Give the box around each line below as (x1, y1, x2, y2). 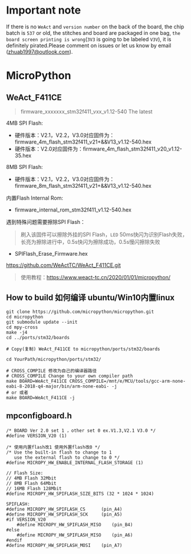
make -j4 (6, 329, 28, 335)
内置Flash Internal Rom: (6, 194, 64, 201)
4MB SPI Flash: (6, 119, 43, 126)
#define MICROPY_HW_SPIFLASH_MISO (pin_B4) (17, 522, 133, 527)
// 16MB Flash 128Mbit (6, 485, 62, 491)
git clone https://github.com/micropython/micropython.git (6, 308, 154, 315)
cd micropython (6, 314, 44, 320)
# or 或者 (6, 389, 28, 396)
